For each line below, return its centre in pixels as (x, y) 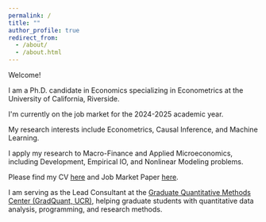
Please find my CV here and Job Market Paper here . (93, 177)
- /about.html (39, 52)
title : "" (25, 23)
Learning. (24, 138)
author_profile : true (44, 30)
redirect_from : (33, 38)
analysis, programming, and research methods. (85, 209)
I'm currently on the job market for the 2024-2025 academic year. (116, 114)
